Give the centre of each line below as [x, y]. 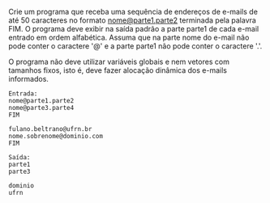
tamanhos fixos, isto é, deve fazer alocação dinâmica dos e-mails [118, 70]
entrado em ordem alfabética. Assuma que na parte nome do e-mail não [129, 37]
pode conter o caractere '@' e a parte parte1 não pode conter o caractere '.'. [135, 46]
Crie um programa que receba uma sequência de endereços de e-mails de [133, 12]
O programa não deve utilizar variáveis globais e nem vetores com [119, 61]
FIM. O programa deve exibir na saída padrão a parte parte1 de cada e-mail [134, 29]
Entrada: [23, 94]
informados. [28, 79]
